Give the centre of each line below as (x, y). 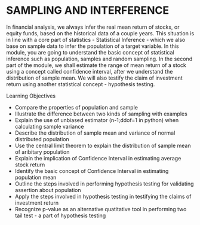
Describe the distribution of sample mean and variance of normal (95, 133)
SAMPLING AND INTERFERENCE (88, 10)
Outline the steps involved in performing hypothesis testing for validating (104, 184)
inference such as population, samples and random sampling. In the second (99, 59)
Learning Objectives (31, 96)
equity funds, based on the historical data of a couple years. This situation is (100, 33)
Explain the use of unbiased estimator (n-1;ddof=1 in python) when (97, 120)
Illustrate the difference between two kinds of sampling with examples (101, 114)
